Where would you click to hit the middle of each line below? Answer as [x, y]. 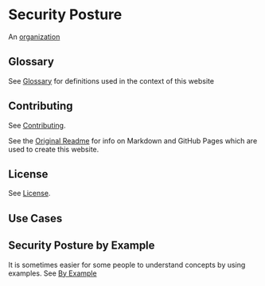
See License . [29, 194]
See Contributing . [37, 125]
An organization [34, 37]
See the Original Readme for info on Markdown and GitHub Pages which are [133, 140]
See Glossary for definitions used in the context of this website [111, 80]
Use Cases [35, 218]
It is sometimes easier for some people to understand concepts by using [127, 264]
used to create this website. [54, 149]
